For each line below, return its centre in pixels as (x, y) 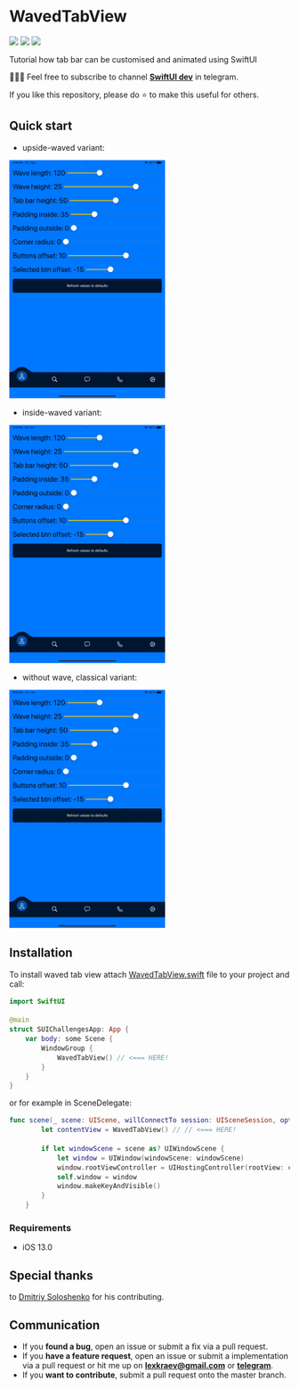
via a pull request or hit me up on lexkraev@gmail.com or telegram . (148, 1365)
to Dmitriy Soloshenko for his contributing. (87, 1297)
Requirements (40, 1228)
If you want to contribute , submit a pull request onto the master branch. (154, 1375)
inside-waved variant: (62, 412)
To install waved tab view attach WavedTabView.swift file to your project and (149, 974)
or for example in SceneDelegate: (70, 1103)
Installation (41, 953)
